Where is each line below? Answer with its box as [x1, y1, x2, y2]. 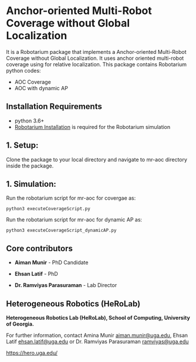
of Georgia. [6, 320, 34, 327]
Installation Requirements [6, 101, 103, 112]
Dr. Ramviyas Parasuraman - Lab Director [14, 282, 117, 289]
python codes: [6, 67, 41, 74]
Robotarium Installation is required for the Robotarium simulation [14, 123, 171, 130]
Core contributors [6, 243, 73, 253]
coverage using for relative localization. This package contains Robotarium [6, 60, 187, 68]
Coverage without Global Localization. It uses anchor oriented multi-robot [6, 54, 184, 62]
